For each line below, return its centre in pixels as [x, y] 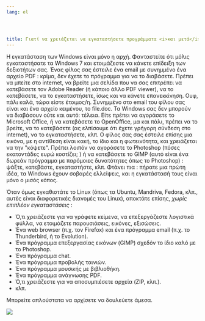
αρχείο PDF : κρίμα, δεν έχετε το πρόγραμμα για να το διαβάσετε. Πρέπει [100, 76]
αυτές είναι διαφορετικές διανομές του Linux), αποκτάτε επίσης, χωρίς [97, 198]
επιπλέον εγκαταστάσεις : [39, 205]
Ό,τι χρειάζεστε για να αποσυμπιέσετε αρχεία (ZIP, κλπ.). [88, 281]
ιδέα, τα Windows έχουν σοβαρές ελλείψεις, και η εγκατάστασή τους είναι [102, 173]
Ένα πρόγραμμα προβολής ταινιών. [61, 262]
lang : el [17, 12]
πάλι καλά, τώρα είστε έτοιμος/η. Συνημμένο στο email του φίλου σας [96, 102]
